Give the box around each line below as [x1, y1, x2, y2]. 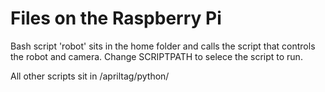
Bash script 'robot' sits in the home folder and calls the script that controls [10, 40, 316, 52]
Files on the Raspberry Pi [10, 7, 222, 30]
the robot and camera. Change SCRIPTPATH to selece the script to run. [10, 50, 303, 62]
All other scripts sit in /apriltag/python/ [10, 70, 170, 82]
